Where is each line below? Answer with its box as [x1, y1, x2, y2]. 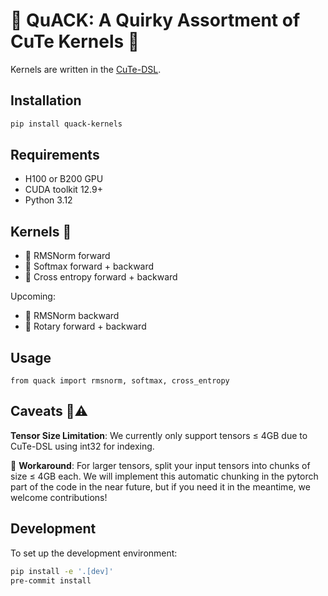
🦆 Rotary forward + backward [24, 320, 147, 333]
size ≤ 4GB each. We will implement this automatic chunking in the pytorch [10, 470, 319, 482]
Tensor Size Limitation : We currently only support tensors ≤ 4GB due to [10, 429, 308, 441]
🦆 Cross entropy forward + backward [24, 271, 178, 283]
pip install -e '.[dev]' [10, 566, 114, 576]
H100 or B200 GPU [24, 173, 104, 185]
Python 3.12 [24, 194, 73, 206]
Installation [10, 92, 82, 109]
